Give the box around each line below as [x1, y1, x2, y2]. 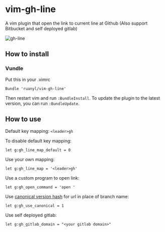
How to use [5, 115, 41, 124]
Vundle [5, 65, 24, 72]
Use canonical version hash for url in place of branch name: [5, 194, 129, 200]
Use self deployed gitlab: [5, 212, 57, 218]
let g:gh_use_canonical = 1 [5, 203, 64, 208]
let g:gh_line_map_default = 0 [5, 147, 71, 153]
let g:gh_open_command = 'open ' [5, 185, 75, 190]
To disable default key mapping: [5, 138, 72, 144]
